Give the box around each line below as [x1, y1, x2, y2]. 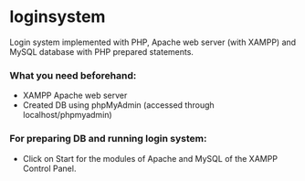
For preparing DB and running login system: [9, 133, 207, 145]
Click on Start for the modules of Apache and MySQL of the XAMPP [22, 153, 279, 164]
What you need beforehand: [9, 69, 137, 81]
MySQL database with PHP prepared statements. [9, 46, 195, 57]
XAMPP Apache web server [22, 90, 128, 101]
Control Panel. [22, 163, 77, 174]
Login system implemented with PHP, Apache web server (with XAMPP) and [9, 37, 297, 48]
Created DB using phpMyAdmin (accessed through [22, 100, 215, 111]
